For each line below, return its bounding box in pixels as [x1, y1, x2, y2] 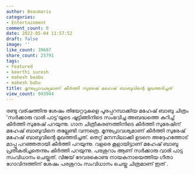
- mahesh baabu [6, 74, 44, 80]
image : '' [6, 42, 31, 48]
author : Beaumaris [6, 8, 51, 15]
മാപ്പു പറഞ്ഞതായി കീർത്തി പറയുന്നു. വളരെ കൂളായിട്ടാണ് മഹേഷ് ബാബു [6, 140, 178, 147]
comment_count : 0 [6, 25, 49, 31]
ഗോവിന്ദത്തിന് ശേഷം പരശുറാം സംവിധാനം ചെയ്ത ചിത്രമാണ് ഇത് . [6, 160, 168, 167]
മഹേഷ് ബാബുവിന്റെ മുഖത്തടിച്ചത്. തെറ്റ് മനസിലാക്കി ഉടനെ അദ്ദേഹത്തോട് [6, 133, 188, 140]
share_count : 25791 [6, 52, 54, 58]
